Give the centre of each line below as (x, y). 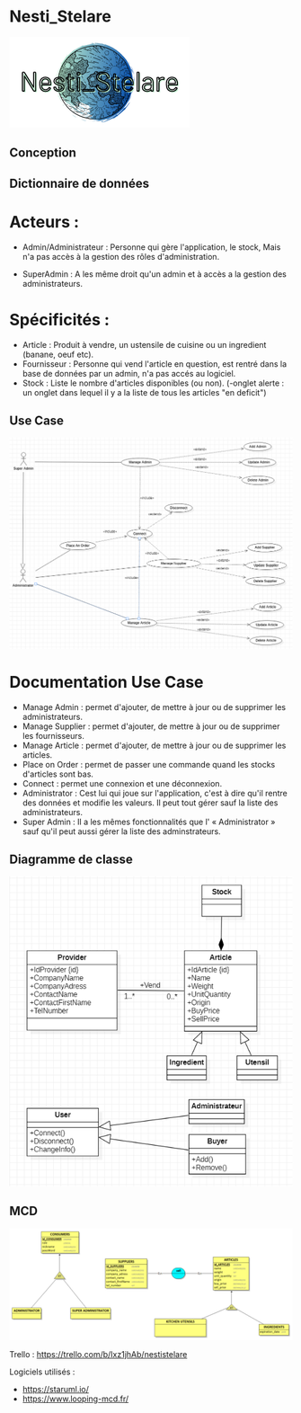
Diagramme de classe (71, 860)
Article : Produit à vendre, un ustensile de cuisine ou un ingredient (144, 344)
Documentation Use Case (106, 683)
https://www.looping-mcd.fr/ (75, 1399)
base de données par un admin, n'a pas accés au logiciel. (129, 373)
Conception (43, 153)
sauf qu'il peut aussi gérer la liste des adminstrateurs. (122, 831)
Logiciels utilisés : (42, 1372)
